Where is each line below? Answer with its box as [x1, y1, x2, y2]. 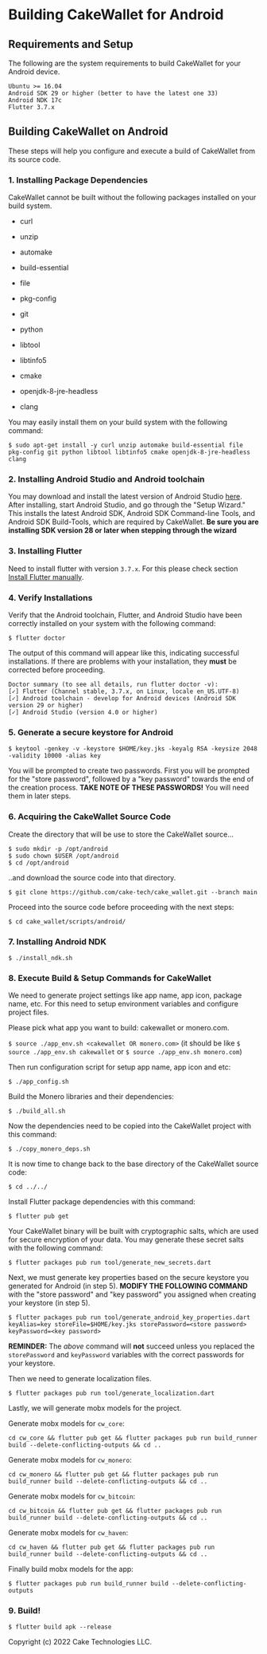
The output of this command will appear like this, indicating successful [8, 648, 240, 657]
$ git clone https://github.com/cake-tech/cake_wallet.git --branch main [8, 888, 258, 896]
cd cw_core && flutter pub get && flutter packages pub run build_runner [8, 1434, 258, 1443]
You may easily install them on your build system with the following [8, 417, 228, 427]
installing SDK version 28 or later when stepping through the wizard [8, 526, 237, 535]
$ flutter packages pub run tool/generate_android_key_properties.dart [8, 1313, 250, 1321]
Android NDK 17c [8, 96, 62, 104]
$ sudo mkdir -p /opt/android [8, 845, 109, 853]
